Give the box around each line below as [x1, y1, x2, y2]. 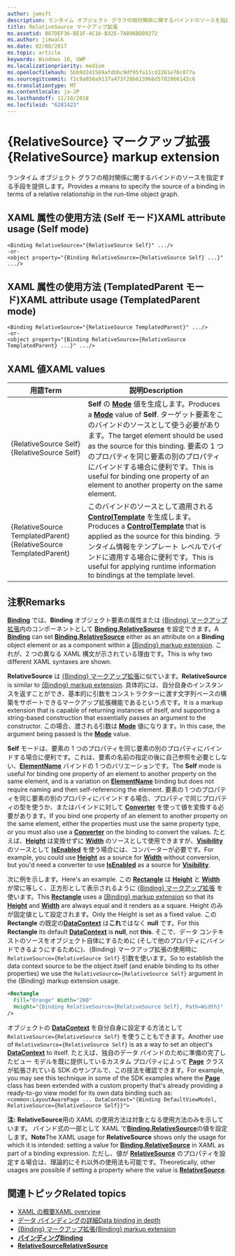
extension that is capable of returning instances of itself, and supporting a [7, 706, 220, 715]
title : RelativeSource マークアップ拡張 [7, 23, 118, 30]
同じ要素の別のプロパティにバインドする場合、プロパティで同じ [19, 794, 203, 803]
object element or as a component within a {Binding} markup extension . [7, 641, 215, 649]
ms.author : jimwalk [7, 36, 64, 43]
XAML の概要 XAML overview [17, 1208, 101, 1216]
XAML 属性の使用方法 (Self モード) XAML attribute [7, 212, 226, 224]
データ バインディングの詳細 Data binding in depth [17, 1216, 161, 1224]
